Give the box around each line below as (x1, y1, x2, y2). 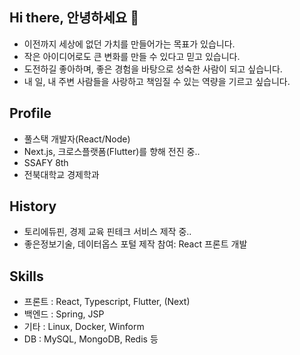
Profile (9, 105, 52, 122)
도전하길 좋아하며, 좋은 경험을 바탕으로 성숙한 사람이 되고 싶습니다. (23, 63, 283, 75)
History (9, 198, 57, 215)
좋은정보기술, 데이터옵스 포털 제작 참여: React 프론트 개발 (23, 238, 248, 250)
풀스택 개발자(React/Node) (23, 133, 131, 145)
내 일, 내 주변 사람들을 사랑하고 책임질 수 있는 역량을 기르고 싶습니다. (23, 75, 291, 87)
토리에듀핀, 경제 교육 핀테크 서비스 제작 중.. (23, 226, 192, 238)
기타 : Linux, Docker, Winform (23, 321, 145, 333)
